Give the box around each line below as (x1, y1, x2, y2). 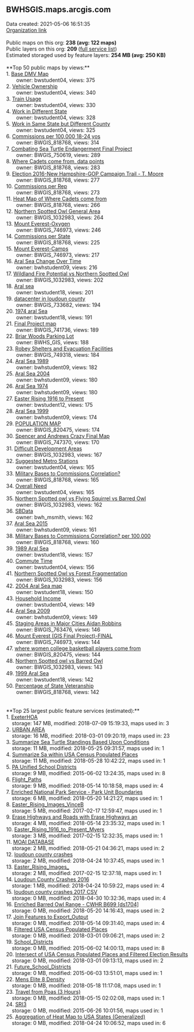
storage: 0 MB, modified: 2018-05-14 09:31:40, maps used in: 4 (11, 919, 165, 926)
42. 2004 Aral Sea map (6, 582, 63, 589)
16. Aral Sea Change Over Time (6, 257, 81, 264)
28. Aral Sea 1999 (6, 407, 49, 414)
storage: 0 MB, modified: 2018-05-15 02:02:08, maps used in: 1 (11, 994, 165, 1001)
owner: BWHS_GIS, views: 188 (16, 339, 89, 346)
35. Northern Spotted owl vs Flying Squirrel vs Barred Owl (6, 495, 147, 502)
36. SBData (6, 507, 33, 514)
